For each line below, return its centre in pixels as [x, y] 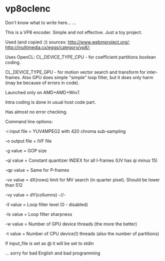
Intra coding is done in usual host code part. [50, 102]
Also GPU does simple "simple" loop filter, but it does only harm [88, 77]
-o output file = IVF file [28, 141]
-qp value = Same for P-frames [37, 170]
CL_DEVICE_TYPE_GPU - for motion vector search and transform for [75, 72]
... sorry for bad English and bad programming [53, 253]
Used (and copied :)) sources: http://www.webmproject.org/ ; [68, 42]
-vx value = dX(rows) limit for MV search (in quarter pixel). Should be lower [82, 180]
